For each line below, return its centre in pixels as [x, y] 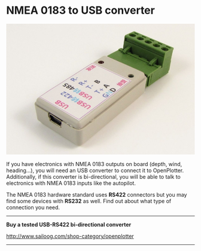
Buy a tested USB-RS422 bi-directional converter [69, 225]
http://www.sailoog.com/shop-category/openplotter [70, 236]
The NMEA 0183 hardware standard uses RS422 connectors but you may [97, 195]
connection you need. [33, 207]
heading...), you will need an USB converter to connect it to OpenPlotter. [95, 170]
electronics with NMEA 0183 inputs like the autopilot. [71, 183]
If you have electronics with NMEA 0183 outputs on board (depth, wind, [94, 164]
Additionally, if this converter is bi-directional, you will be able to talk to [94, 177]
